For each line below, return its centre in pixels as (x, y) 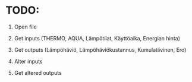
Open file (25, 27)
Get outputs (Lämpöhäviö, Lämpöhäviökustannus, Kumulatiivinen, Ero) (100, 50)
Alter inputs (28, 61)
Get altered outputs (38, 72)
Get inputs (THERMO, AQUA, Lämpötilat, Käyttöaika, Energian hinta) (97, 38)
